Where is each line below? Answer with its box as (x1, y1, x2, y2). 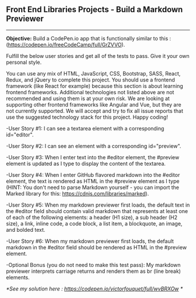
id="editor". (6, 131, 34, 138)
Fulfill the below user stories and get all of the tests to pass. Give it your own (6, 52, 190, 59)
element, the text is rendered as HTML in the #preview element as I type (6, 177, 180, 184)
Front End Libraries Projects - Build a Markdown (6, 5, 183, 15)
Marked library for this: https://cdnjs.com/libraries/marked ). (6, 190, 149, 197)
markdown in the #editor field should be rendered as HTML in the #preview (6, 244, 187, 251)
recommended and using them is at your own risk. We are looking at (6, 95, 170, 102)
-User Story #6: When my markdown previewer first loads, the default (6, 237, 174, 245)
